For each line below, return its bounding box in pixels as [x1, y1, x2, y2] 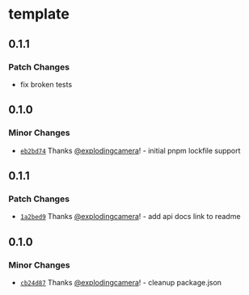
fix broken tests [19, 79, 73, 89]
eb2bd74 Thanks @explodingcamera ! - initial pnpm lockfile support [19, 145, 241, 155]
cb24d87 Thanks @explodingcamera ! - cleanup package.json [19, 277, 222, 287]
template [8, 5, 70, 23]
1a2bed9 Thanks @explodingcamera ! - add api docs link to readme [19, 212, 241, 221]
